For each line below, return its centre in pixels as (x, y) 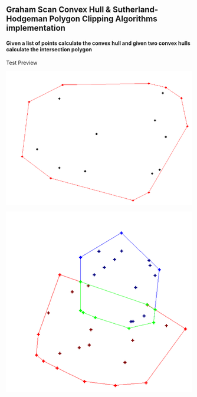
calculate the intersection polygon (49, 49)
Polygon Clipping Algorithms (103, 19)
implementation (36, 28)
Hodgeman (27, 19)
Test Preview (22, 63)
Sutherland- (135, 10)
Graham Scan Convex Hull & (58, 10)
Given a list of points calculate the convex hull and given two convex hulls (98, 43)
